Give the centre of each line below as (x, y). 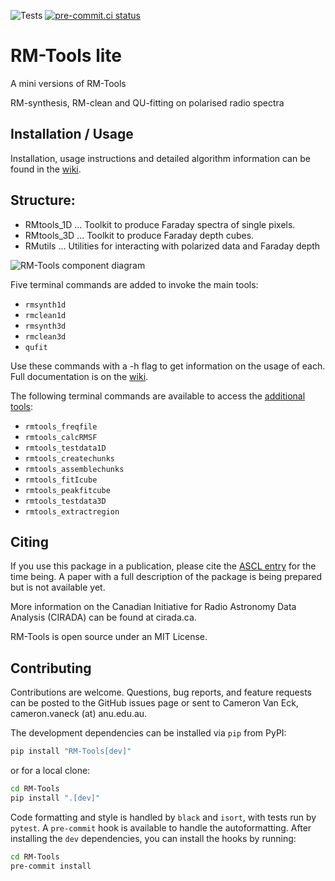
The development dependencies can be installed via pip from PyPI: (148, 733)
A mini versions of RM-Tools (68, 83)
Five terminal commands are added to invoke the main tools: (134, 284)
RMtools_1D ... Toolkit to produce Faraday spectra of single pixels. (160, 224)
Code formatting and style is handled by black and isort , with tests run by (163, 817)
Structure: (43, 200)
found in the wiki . (46, 169)
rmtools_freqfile (61, 426)
